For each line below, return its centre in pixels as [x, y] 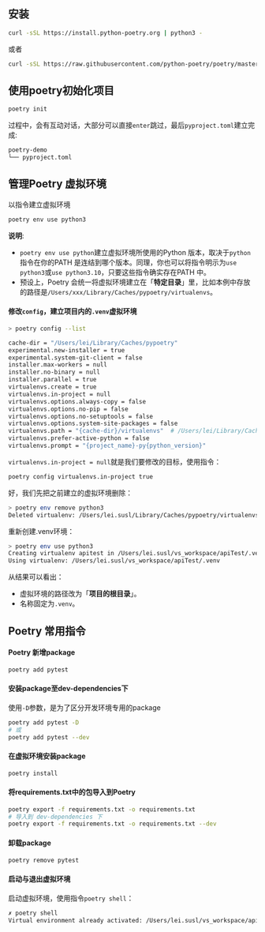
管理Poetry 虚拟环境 [58, 184]
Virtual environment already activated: [76, 920]
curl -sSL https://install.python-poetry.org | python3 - [105, 33]
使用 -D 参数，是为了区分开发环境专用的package [85, 707]
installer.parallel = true [52, 380]
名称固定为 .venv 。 [49, 603]
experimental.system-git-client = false [76, 358]
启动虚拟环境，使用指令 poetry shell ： [71, 898]
